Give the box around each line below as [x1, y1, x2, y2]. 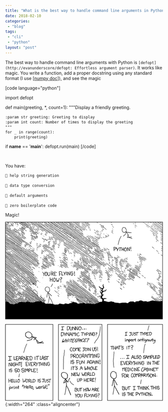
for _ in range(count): [5, 129, 55, 134]
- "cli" [7, 34, 23, 39]
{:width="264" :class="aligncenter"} [5, 401, 80, 407]
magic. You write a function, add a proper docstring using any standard [5, 70, 152, 76]
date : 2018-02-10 [5, 13, 41, 18]
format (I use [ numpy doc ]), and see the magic [5, 75, 101, 81]
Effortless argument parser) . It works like [74, 64, 162, 70]
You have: [5, 162, 26, 168]
